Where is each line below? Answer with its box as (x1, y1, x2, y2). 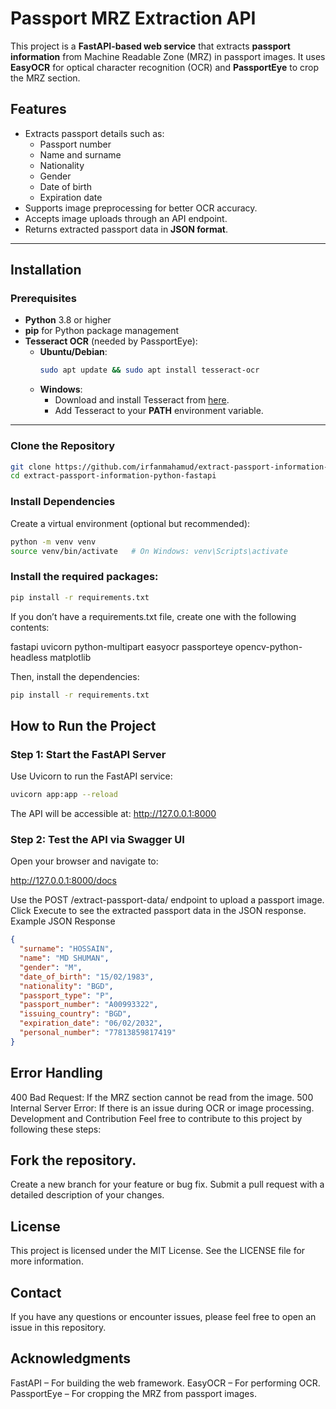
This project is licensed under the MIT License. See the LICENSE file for (10, 1245, 306, 1257)
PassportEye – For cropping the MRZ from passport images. (10, 1387, 257, 1399)
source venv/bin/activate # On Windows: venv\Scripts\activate (10, 546, 288, 556)
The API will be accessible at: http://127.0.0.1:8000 (10, 808, 217, 820)
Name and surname (39, 148, 122, 161)
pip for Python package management (24, 325, 180, 337)
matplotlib (49, 651, 92, 663)
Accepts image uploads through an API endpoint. (24, 212, 228, 224)
